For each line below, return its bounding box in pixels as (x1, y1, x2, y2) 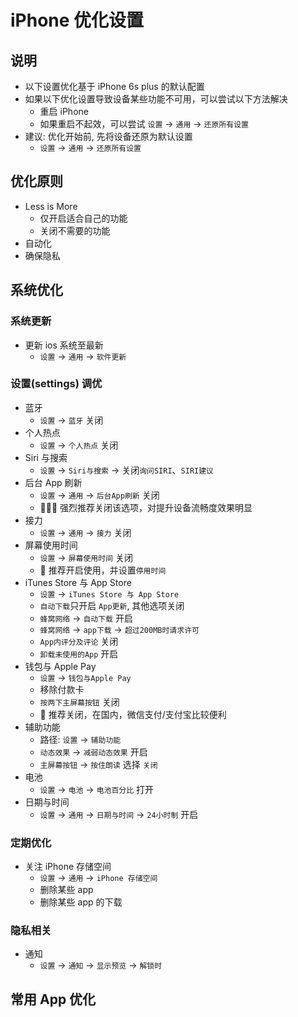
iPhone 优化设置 (10, 9, 145, 32)
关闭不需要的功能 (39, 224, 111, 236)
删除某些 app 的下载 (39, 896, 123, 908)
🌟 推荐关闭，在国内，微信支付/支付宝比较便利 (39, 708, 227, 720)
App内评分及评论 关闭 (39, 635, 119, 647)
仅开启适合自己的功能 (39, 212, 128, 224)
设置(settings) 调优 (10, 377, 103, 391)
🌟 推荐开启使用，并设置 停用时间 (39, 564, 167, 576)
